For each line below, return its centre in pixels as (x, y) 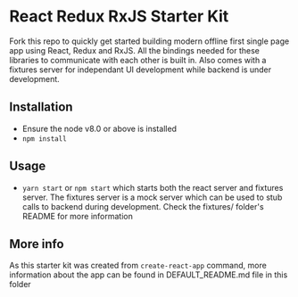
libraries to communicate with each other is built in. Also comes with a (138, 60)
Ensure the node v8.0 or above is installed (99, 128)
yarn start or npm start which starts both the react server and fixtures (153, 187)
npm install (44, 139)
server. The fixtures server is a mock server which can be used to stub (152, 197)
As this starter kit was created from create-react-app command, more (138, 266)
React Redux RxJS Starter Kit (119, 16)
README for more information (78, 216)
